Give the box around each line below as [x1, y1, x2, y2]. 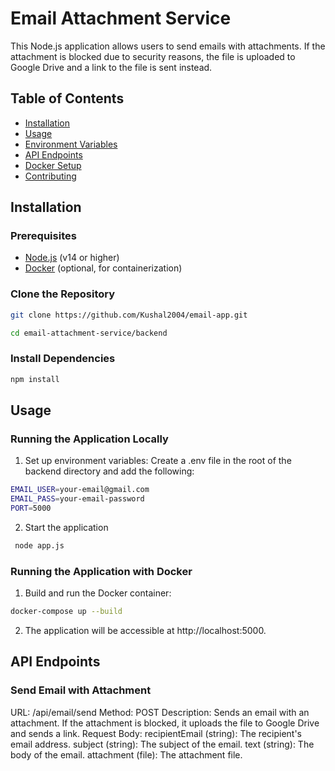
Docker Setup [24, 159, 82, 171]
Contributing [24, 170, 77, 182]
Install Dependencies [10, 352, 116, 366]
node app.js [14, 540, 65, 551]
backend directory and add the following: [24, 465, 195, 477]
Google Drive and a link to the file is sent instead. [10, 61, 213, 73]
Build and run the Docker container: [24, 587, 172, 599]
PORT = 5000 [10, 503, 52, 514]
